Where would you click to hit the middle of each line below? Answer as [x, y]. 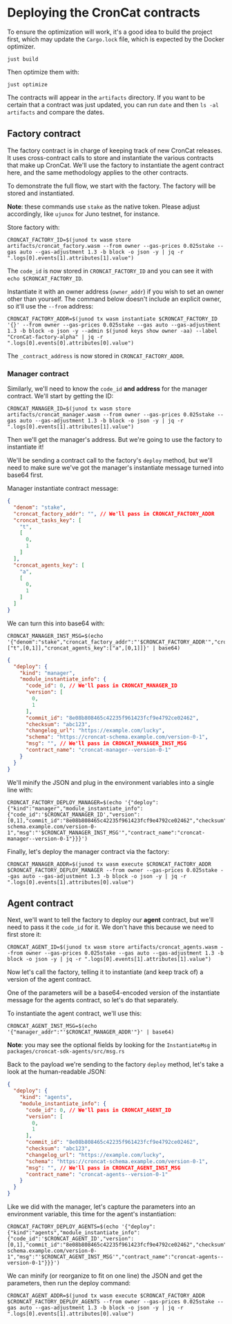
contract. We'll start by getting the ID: [60, 396]
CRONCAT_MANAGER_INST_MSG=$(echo [55, 636]
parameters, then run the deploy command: [69, 1283]
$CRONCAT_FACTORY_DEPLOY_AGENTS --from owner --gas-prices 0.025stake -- [116, 1302]
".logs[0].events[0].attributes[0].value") [71, 343]
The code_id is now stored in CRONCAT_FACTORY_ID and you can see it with [110, 271]
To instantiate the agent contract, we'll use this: [75, 1013]
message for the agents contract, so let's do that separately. [93, 1000]
